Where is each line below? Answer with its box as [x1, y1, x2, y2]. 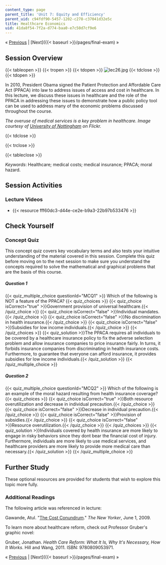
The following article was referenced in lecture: [5, 505, 102, 511]
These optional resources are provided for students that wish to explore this [5, 476, 161, 482]
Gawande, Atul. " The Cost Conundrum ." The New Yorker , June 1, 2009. [5, 515, 151, 521]
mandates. [138, 309, 160, 315]
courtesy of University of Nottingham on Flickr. [5, 123, 101, 129]
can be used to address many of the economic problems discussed [5, 103, 143, 109]
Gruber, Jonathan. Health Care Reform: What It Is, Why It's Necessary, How [5, 539, 161, 545]
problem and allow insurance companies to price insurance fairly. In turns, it [5, 341, 161, 347]
